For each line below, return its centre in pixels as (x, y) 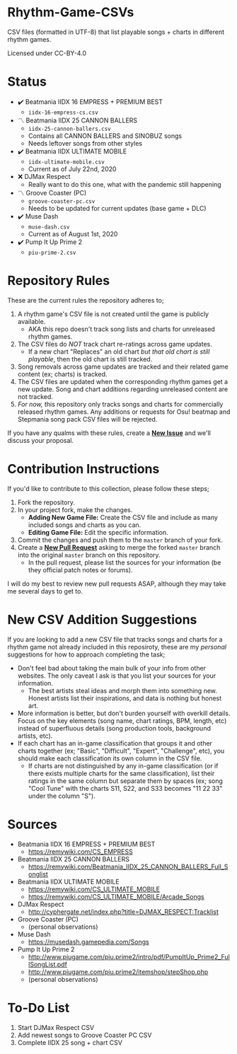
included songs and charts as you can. (85, 525)
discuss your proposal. (41, 440)
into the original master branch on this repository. (89, 555)
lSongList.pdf (47, 964)
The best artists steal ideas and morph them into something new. (123, 690)
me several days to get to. (45, 591)
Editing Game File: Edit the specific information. (98, 532)
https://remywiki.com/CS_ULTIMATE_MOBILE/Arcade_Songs (116, 896)
